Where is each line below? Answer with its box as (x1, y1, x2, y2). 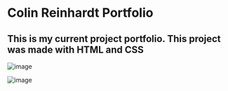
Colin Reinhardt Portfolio (7, 5, 154, 21)
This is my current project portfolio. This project (7, 33, 221, 45)
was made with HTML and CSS (7, 43, 144, 55)
